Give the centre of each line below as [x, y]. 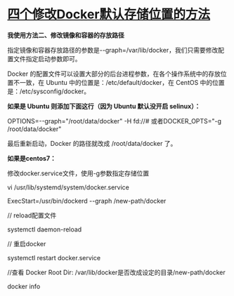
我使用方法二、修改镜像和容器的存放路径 [66, 35]
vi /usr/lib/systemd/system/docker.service [69, 187]
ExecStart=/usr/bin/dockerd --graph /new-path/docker [87, 201]
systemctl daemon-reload [45, 229]
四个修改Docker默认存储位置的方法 [109, 14]
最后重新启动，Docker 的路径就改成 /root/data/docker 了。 [92, 143]
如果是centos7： [32, 158]
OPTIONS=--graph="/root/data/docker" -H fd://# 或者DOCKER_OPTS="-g [115, 121]
